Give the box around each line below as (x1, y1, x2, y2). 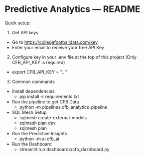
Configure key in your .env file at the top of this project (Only (11, 54, 137, 60)
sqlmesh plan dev (19, 120, 56, 126)
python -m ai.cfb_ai (19, 136, 59, 142)
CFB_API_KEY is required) (11, 59, 65, 65)
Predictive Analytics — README (4, 3, 141, 15)
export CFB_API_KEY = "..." (11, 69, 68, 75)
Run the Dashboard (11, 141, 52, 147)
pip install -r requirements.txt (19, 93, 79, 99)
